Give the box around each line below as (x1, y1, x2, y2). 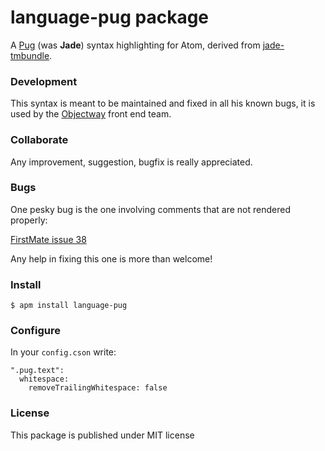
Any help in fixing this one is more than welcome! (10, 252, 213, 265)
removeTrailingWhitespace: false (28, 383, 168, 393)
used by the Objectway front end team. (10, 108, 172, 120)
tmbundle (10, 49, 50, 61)
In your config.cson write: (10, 346, 117, 358)
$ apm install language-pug (10, 301, 128, 311)
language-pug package (10, 6, 210, 29)
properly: (10, 214, 48, 226)
